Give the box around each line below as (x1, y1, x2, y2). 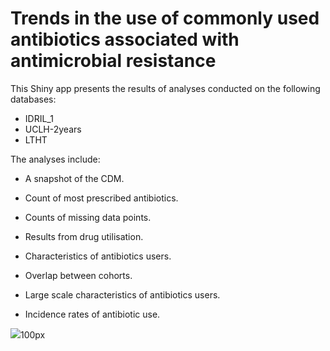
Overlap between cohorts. (24, 269, 133, 281)
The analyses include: (10, 153, 101, 165)
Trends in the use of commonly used (10, 7, 320, 30)
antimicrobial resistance (10, 50, 217, 72)
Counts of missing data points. (24, 211, 152, 223)
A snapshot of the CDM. (24, 172, 125, 184)
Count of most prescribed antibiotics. (24, 192, 179, 204)
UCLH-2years (24, 123, 82, 135)
